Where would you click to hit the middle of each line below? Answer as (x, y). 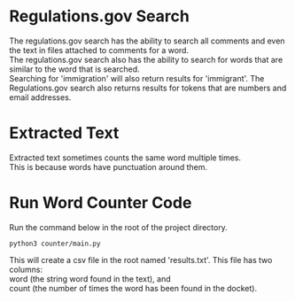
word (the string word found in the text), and (90, 279)
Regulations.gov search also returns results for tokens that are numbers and (148, 88)
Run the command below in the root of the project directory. (118, 227)
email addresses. (40, 97)
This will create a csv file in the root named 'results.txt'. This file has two (141, 259)
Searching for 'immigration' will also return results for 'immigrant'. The (137, 78)
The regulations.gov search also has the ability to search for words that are (146, 59)
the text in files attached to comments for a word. (99, 50)
